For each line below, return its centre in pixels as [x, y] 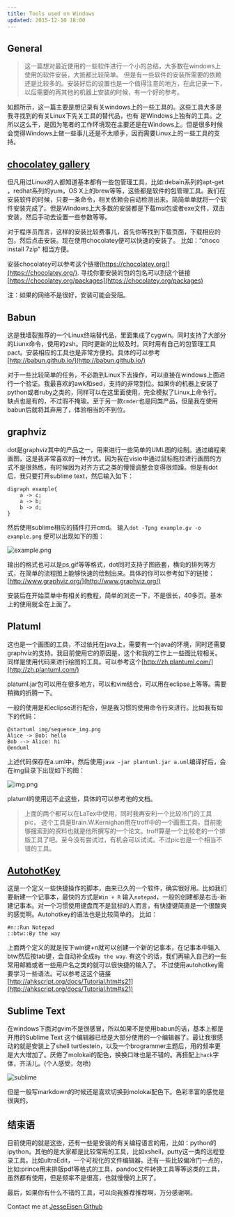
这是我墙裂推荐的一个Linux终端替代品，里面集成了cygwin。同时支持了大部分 [117, 335]
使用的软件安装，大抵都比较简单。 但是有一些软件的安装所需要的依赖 [123, 75]
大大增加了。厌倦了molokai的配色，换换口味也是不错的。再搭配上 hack [113, 1055]
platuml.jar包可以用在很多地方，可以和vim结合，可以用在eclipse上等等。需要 [117, 684]
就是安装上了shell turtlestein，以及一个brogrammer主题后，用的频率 [117, 1046]
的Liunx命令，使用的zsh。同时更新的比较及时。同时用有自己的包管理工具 [111, 343]
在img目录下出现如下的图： [46, 770]
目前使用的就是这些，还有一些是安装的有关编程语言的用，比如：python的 [112, 1143]
